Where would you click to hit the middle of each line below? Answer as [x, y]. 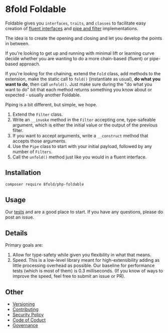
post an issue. [20, 217]
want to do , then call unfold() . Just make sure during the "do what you [79, 84]
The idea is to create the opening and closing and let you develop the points [84, 38]
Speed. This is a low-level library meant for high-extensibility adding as [86, 260]
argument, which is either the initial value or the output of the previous [85, 125]
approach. [30, 64]
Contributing [25, 309]
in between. [17, 43]
